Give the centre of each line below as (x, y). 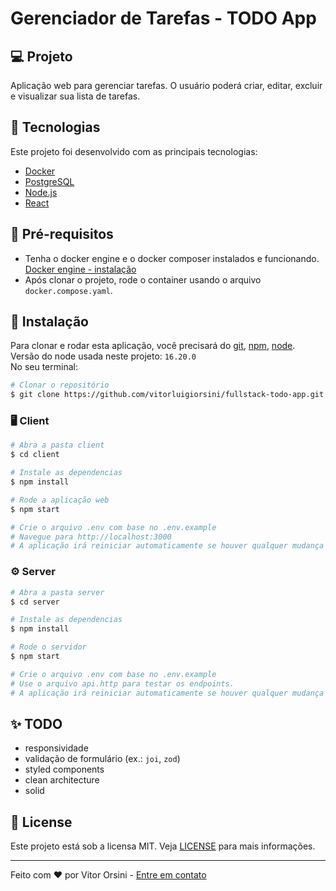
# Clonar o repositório (60, 385)
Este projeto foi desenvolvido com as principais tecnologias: (134, 151)
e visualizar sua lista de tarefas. (75, 96)
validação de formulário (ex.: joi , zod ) (102, 759)
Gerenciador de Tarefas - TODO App (163, 18)
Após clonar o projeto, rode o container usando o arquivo (143, 279)
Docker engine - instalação (80, 269)
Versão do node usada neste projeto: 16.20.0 (103, 356)
